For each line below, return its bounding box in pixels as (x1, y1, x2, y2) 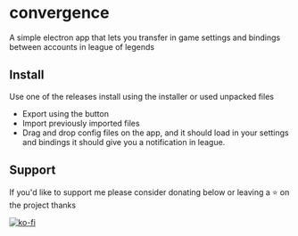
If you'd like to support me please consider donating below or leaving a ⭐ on (9, 186, 290, 198)
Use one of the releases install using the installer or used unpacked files (9, 91, 275, 102)
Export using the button (21, 108, 110, 118)
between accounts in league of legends (9, 41, 154, 52)
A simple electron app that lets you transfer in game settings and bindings (9, 32, 281, 43)
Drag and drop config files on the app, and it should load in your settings (21, 127, 289, 138)
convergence (9, 3, 110, 23)
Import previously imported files (21, 118, 140, 128)
